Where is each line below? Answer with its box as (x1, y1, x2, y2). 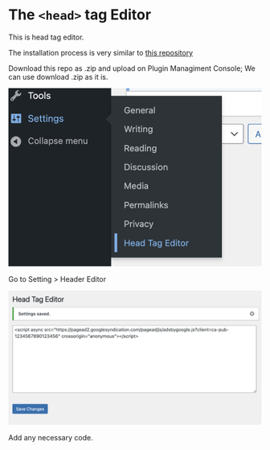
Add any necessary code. (8, 433, 94, 443)
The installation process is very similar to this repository (8, 47, 194, 57)
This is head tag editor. (8, 32, 84, 42)
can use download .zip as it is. (8, 72, 108, 81)
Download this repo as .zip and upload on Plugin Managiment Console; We (8, 63, 256, 73)
